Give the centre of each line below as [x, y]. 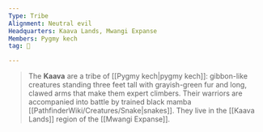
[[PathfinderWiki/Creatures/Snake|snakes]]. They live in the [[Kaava [141, 111]
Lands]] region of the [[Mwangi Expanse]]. [99, 119]
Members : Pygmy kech [43, 38]
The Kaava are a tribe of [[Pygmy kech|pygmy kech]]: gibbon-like [138, 76]
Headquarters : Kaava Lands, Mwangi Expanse [83, 31]
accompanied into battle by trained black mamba [110, 102]
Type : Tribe [28, 16]
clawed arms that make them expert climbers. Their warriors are [135, 93]
